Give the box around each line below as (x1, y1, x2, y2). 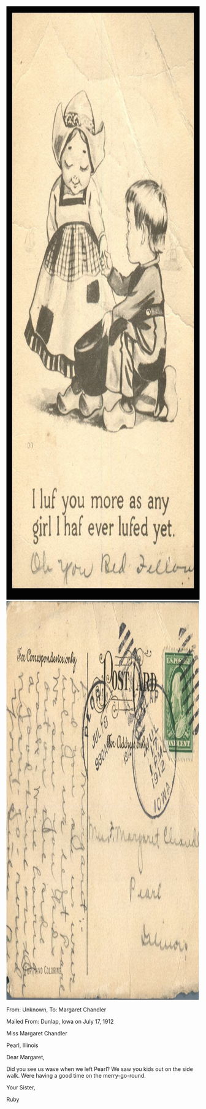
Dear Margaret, (6, 1054, 45, 1061)
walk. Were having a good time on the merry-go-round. (6, 1072, 146, 1079)
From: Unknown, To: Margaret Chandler (6, 1006, 107, 1013)
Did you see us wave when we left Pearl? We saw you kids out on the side (6, 1065, 193, 1073)
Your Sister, (6, 1084, 36, 1091)
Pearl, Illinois (6, 1041, 39, 1049)
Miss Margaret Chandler (6, 1030, 67, 1037)
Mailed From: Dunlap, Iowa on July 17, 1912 (6, 1018, 114, 1025)
